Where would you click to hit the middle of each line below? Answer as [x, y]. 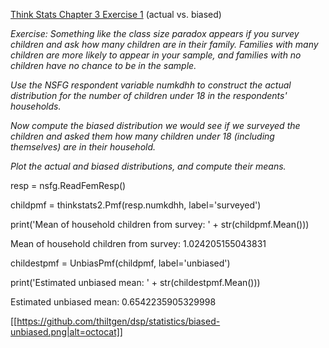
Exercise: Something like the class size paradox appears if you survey [155, 33]
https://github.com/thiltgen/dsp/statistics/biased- [118, 321]
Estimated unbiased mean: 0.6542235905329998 [113, 302]
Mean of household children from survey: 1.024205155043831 [138, 243]
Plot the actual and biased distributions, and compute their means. [148, 166]
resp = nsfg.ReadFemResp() [68, 185]
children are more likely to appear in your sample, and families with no [156, 55]
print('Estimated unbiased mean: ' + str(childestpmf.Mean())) [135, 282]
